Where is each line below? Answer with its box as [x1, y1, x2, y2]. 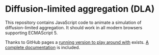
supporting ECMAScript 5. [5, 30, 58, 36]
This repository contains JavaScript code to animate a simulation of [5, 19, 142, 25]
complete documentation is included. [5, 44, 80, 50]
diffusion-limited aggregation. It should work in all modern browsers [5, 24, 142, 30]
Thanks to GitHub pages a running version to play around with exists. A [5, 39, 149, 45]
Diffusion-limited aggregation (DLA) [5, 3, 155, 15]
